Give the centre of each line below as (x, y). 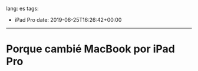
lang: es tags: (23, 9)
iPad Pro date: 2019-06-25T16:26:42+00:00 (68, 20)
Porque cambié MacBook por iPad (90, 49)
